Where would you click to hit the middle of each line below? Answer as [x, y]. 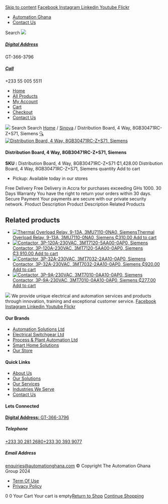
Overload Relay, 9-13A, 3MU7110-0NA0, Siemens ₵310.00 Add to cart [85, 237]
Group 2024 [18, 471]
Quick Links [18, 362]
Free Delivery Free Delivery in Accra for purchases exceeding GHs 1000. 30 [83, 188]
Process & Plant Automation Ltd [45, 340]
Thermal [146, 232]
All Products [25, 96]
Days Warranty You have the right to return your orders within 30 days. [78, 193]
